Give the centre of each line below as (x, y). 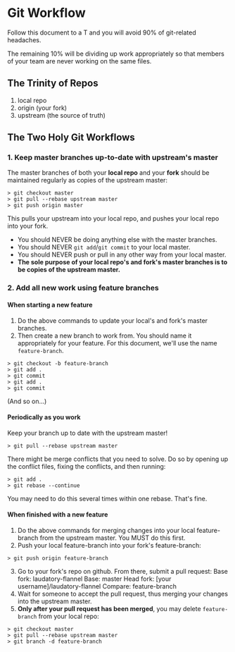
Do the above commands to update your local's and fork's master (113, 320)
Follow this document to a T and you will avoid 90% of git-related (102, 32)
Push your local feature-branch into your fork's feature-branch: (109, 545)
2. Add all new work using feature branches (83, 288)
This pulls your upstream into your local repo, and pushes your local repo (113, 219)
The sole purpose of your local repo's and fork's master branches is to (122, 262)
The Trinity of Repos (53, 84)
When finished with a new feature (58, 515)
